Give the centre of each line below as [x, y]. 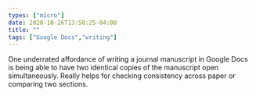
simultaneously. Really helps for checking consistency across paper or [122, 76]
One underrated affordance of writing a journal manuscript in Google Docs [128, 59]
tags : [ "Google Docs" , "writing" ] [63, 37]
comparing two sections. [48, 84]
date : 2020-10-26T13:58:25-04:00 [63, 23]
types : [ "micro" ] [36, 15]
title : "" [24, 30]
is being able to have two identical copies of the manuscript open [114, 68]
